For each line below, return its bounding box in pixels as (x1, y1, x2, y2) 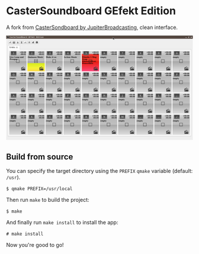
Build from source (6, 152, 73, 162)
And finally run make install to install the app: (6, 219, 118, 226)
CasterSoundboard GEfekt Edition (6, 4, 176, 18)
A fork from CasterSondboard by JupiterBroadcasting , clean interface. (6, 24, 178, 31)
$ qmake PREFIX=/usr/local (6, 186, 73, 192)
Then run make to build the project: (6, 197, 90, 204)
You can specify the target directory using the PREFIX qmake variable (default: (6, 168, 193, 175)
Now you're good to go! (6, 242, 64, 249)
